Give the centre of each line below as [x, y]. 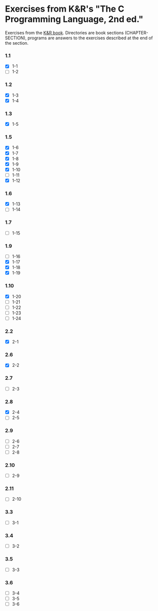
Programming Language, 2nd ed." [74, 19]
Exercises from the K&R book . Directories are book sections [65, 33]
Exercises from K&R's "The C [65, 9]
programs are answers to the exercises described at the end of [90, 38]
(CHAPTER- [136, 33]
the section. [17, 43]
